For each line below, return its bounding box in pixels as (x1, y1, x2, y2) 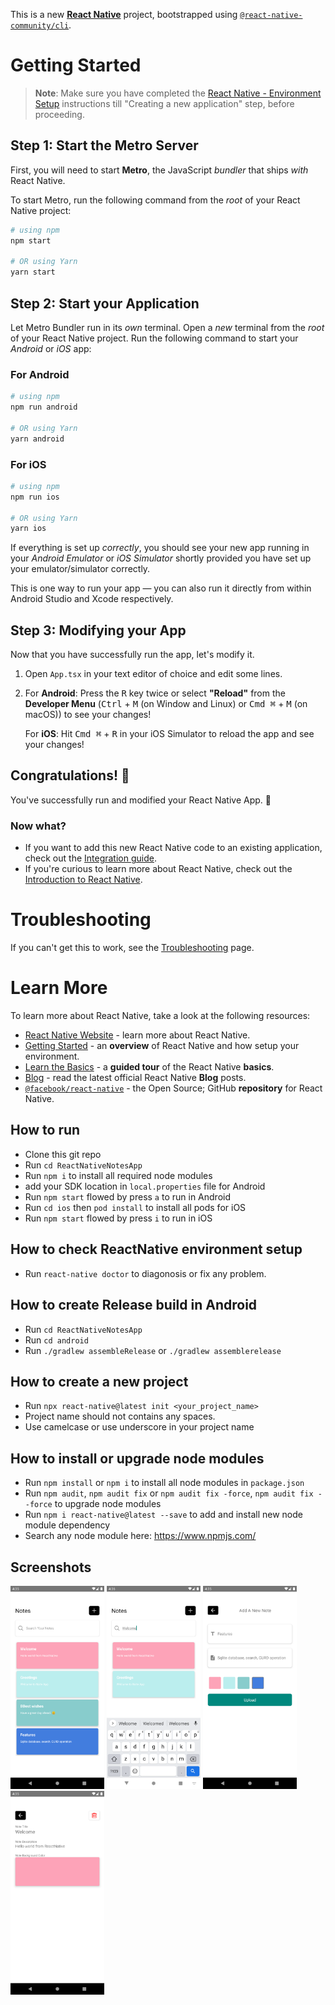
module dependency (24, 1519, 111, 1531)
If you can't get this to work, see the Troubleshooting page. (10, 942, 255, 954)
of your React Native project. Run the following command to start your (10, 332, 299, 344)
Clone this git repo (24, 1148, 102, 1160)
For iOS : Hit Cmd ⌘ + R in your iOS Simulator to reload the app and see (24, 728, 315, 740)
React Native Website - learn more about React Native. (24, 1029, 251, 1041)
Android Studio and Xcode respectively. (10, 593, 174, 605)
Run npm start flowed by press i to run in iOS (24, 1212, 213, 1224)
